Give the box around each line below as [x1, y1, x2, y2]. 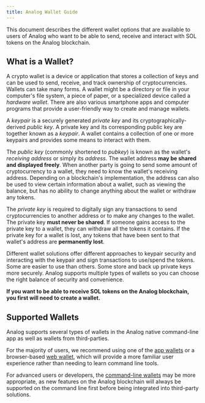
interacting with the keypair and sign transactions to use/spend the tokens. [6, 256, 195, 264]
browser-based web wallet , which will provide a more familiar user [6, 353, 174, 361]
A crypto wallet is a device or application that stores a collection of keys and [6, 73, 199, 80]
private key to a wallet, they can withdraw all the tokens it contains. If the [6, 225, 190, 232]
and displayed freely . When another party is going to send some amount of [6, 161, 198, 169]
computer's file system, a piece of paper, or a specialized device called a [6, 92, 191, 100]
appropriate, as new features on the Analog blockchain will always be [6, 378, 182, 385]
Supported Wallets [6, 312, 80, 322]
